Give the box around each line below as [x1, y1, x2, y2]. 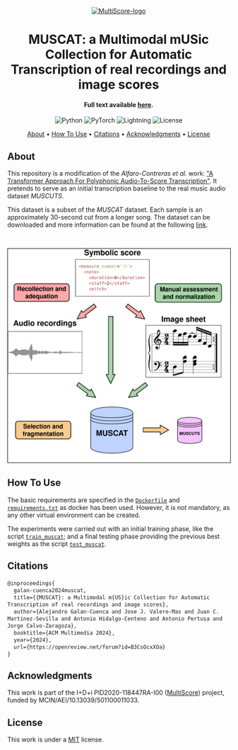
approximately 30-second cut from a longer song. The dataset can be [7, 213, 210, 222]
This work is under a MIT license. [7, 735, 104, 744]
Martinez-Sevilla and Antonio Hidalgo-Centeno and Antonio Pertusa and [7, 615, 222, 623]
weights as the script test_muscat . [7, 539, 107, 548]
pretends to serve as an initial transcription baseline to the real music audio [7, 184, 226, 193]
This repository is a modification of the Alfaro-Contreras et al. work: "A [7, 169, 214, 178]
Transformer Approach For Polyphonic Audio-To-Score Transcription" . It [7, 177, 218, 186]
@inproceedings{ [7, 579, 55, 587]
